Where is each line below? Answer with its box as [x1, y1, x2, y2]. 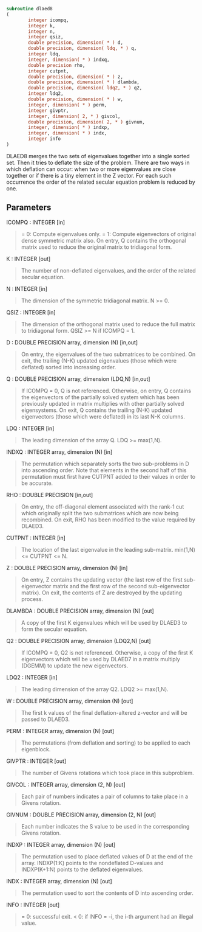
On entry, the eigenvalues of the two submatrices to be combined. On [21, 350, 196, 358]
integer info [28, 136, 61, 142]
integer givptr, [28, 107, 69, 114]
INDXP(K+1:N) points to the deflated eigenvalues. [21, 866, 144, 873]
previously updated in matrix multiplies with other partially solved [21, 400, 184, 407]
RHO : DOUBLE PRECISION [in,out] [6, 491, 93, 498]
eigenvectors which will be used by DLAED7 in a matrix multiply [21, 655, 180, 662]
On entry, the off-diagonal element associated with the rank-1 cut [21, 503, 184, 510]
